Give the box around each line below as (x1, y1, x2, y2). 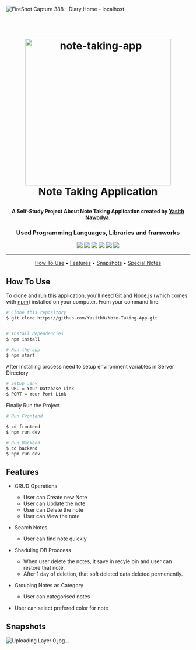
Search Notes (14, 524, 48, 531)
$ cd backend (6, 445, 38, 451)
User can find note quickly (23, 535, 87, 542)
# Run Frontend (6, 413, 43, 419)
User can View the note (23, 513, 80, 520)
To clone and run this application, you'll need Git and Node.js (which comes (6, 292, 188, 299)
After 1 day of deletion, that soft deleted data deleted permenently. (23, 570, 183, 577)
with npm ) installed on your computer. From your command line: (6, 298, 160, 305)
